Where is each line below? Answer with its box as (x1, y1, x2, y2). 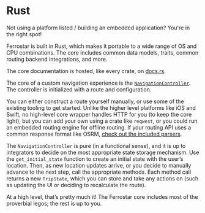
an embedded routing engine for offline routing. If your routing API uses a (6, 123, 192, 131)
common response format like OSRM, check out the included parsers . (6, 130, 182, 137)
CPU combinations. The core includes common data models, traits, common (6, 48, 199, 56)
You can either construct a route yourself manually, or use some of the (6, 98, 185, 105)
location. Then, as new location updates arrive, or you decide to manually (6, 161, 192, 169)
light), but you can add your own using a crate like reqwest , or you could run (6, 117, 198, 125)
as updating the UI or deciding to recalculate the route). (6, 181, 146, 188)
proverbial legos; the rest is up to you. (6, 199, 102, 207)
